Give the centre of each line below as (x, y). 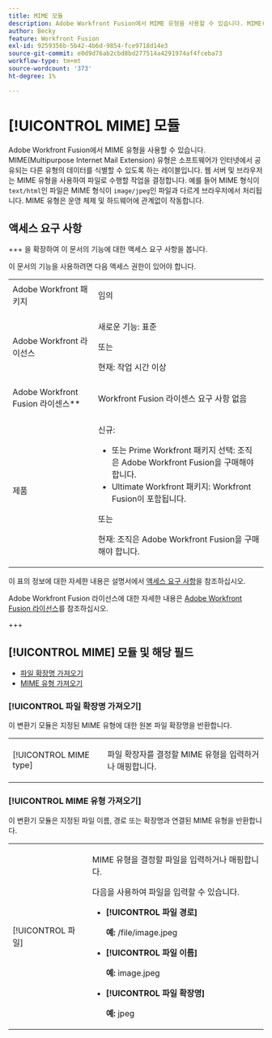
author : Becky (32, 31)
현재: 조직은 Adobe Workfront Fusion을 (170, 539)
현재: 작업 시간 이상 (133, 368)
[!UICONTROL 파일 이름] (152, 952)
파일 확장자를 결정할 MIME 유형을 (168, 755)
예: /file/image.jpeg (142, 932)
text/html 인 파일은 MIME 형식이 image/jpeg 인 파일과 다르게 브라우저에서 (125, 190)
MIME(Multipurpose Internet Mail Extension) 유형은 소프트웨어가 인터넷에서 (131, 160)
